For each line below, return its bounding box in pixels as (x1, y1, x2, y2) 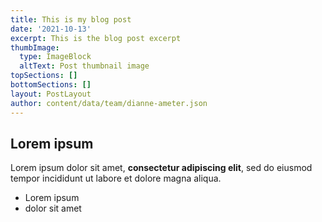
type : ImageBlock (19, 52, 92, 62)
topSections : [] (10, 71, 78, 81)
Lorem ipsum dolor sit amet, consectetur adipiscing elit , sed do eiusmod (10, 162, 313, 174)
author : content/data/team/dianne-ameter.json (10, 98, 208, 108)
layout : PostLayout (10, 89, 92, 99)
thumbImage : (10, 42, 60, 53)
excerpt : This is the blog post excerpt (10, 33, 182, 43)
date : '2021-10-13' (10, 24, 92, 34)
